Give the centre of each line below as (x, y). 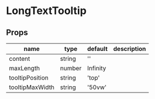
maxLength (25, 68)
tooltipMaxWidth (32, 87)
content (20, 59)
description (130, 49)
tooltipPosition (29, 78)
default (97, 49)
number (71, 68)
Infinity (97, 68)
